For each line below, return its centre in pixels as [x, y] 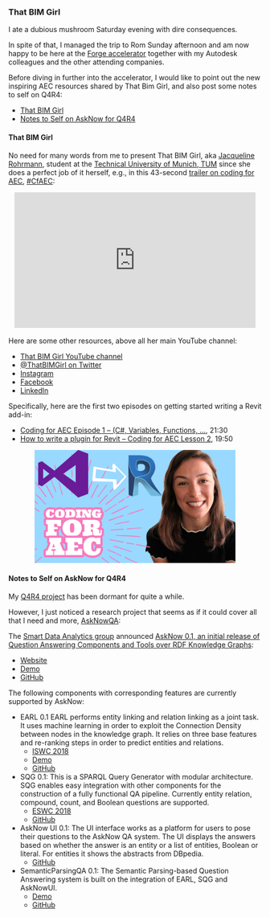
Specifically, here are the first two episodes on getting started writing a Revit [135, 406]
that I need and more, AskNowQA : [65, 620]
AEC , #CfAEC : [32, 181]
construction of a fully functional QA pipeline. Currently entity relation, [136, 793]
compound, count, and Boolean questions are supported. [115, 802]
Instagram [37, 373]
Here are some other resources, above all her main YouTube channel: [123, 341]
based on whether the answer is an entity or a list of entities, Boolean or [139, 845]
